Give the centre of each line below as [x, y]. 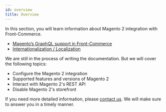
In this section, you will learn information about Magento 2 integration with [82, 28]
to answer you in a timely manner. [40, 104]
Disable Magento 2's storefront [44, 89]
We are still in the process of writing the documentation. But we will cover [81, 58]
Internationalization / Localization [46, 49]
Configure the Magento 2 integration [50, 73]
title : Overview [22, 14]
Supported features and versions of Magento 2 [61, 79]
